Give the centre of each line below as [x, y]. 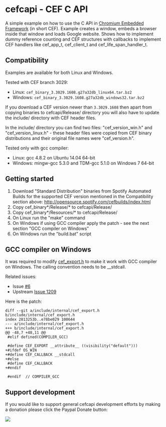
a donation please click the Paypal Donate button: [56, 410]
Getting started [30, 179]
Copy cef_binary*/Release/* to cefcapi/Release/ [62, 207]
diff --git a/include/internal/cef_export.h [52, 311]
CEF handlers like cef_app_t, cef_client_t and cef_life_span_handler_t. [76, 44]
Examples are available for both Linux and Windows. [59, 72]
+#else [12, 359]
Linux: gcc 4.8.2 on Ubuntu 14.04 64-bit [54, 157]
